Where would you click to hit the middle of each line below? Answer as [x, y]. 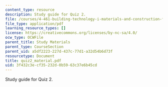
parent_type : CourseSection [34, 47]
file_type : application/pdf [34, 24]
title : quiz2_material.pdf [33, 61]
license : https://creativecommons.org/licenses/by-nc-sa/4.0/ [71, 33]
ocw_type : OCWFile [24, 38]
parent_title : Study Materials [38, 42]
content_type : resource [30, 10]
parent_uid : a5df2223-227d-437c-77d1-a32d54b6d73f [59, 51]
